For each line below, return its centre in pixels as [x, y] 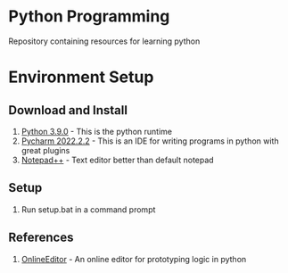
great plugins [45, 150]
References [41, 238]
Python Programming [89, 17]
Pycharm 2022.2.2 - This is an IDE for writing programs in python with [150, 141]
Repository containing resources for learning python [104, 41]
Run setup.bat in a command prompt [88, 209]
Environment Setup [81, 77]
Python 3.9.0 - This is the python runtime [97, 131]
